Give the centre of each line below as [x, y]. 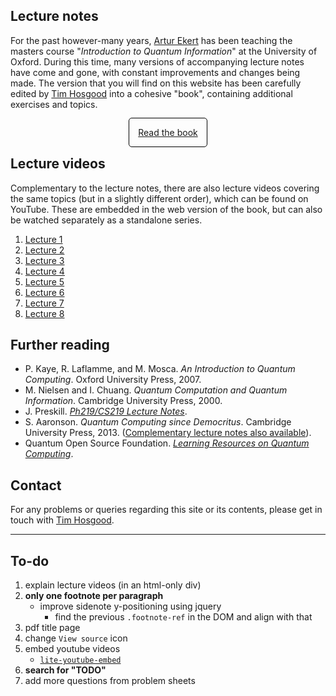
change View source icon [76, 638]
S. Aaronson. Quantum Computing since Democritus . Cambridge [158, 422]
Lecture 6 [44, 292]
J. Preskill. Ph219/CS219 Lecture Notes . [106, 411]
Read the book [168, 132]
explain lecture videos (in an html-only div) [113, 585]
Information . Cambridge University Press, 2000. [123, 401]
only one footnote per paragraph [94, 596]
